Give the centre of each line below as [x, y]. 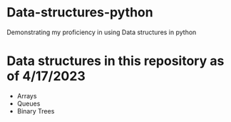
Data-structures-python [80, 12]
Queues [29, 103]
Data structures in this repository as [115, 61]
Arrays [27, 96]
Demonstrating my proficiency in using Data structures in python [102, 32]
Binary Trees [36, 111]
